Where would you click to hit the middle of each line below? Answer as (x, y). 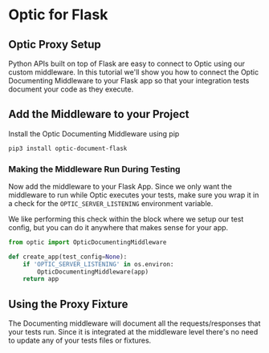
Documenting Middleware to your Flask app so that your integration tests (129, 81)
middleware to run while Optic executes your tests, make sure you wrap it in (134, 195)
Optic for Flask (58, 15)
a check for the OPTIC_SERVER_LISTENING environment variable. (111, 203)
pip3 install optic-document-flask (68, 148)
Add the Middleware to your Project (99, 114)
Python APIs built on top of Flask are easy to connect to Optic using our (127, 63)
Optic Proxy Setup (55, 45)
